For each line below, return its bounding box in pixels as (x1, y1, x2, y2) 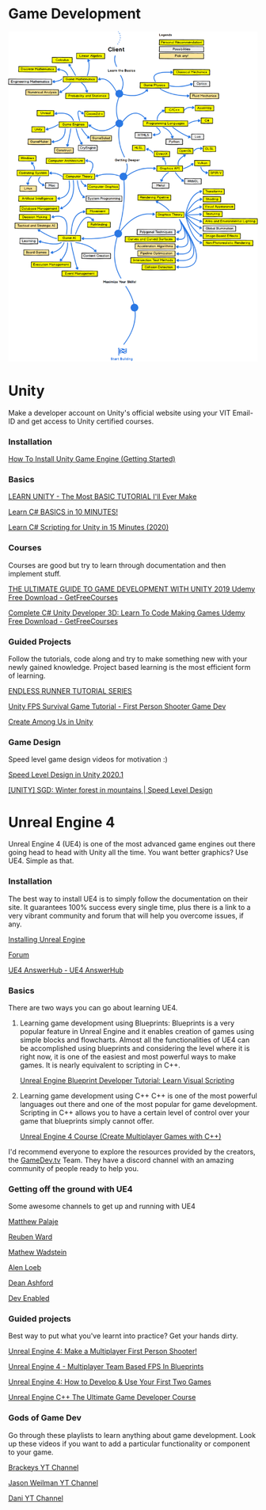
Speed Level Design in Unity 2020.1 (8, 770, 124, 780)
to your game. (8, 1447, 54, 1457)
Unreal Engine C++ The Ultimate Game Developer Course (8, 1393, 196, 1402)
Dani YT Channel (8, 1493, 63, 1503)
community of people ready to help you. (8, 1163, 139, 1173)
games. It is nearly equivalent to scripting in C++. (19, 1060, 180, 1070)
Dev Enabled (8, 1294, 50, 1303)
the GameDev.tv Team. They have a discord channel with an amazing (8, 1155, 234, 1165)
